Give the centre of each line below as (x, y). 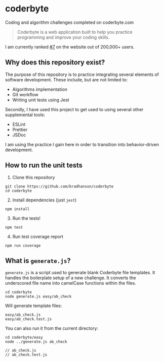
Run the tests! (26, 218)
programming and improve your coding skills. (63, 37)
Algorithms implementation (40, 89)
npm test (14, 227)
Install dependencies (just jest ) (44, 200)
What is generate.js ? (38, 261)
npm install (17, 209)
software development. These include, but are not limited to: (66, 79)
